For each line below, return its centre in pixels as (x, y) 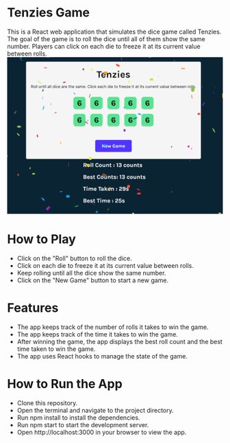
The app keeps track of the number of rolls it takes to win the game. (113, 327)
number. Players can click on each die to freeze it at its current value (104, 46)
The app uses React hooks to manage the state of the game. (102, 356)
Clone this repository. (47, 402)
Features (33, 308)
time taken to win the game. (56, 349)
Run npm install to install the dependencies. (78, 418)
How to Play (42, 239)
